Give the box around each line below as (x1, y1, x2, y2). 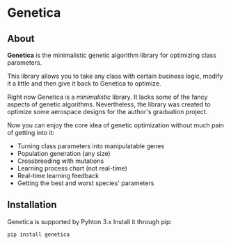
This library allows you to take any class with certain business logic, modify (7, 72, 223, 80)
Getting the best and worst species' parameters (17, 179, 154, 187)
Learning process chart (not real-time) (17, 164, 127, 172)
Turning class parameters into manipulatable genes (17, 142, 165, 150)
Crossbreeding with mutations (17, 157, 104, 165)
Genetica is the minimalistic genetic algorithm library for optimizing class (7, 51, 217, 59)
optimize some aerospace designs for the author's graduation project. (7, 108, 208, 116)
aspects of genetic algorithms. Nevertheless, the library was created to (7, 100, 211, 109)
